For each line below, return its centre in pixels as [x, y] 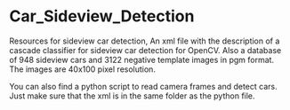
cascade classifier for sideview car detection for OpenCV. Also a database [145, 50]
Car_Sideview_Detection [102, 16]
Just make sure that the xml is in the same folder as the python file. [132, 96]
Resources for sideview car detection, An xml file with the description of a [145, 41]
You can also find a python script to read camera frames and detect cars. [143, 86]
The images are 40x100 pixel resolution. [82, 69]
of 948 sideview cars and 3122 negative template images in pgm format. [141, 59]
